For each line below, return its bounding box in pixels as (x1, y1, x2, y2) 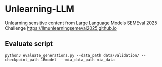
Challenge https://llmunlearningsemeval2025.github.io (5, 25, 117, 31)
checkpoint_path (5, 57, 39, 62)
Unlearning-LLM (5, 3, 75, 15)
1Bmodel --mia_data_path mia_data (40, 57, 115, 62)
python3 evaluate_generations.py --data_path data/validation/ (5, 53, 140, 58)
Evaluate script (5, 40, 53, 48)
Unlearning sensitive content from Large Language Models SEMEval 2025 (5, 20, 157, 26)
